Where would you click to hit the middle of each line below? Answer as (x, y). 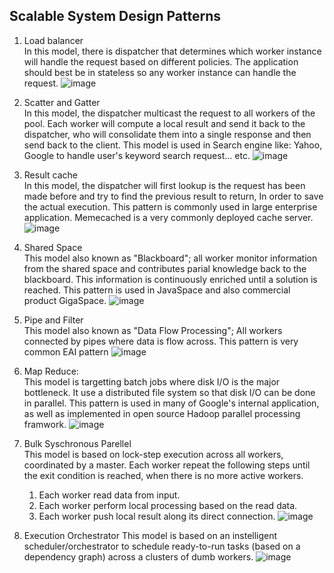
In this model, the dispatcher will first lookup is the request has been (164, 185)
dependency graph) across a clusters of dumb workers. (138, 556)
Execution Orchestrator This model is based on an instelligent (150, 535)
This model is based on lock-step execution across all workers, (153, 454)
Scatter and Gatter (62, 102)
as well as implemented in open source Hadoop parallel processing (162, 413)
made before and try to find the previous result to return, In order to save (173, 196)
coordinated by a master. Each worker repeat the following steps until (167, 465)
